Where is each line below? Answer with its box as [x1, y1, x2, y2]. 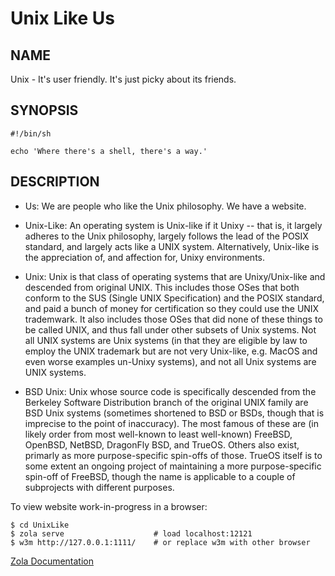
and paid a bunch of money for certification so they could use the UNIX [24, 302, 320, 314]
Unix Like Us [10, 7, 115, 30]
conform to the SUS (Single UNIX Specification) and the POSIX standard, [24, 292, 325, 304]
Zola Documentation [10, 555, 95, 567]
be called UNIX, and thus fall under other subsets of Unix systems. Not [24, 323, 317, 336]
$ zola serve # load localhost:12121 [10, 528, 253, 539]
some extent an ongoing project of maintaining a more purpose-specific [24, 460, 322, 472]
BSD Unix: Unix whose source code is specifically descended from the [24, 385, 317, 397]
